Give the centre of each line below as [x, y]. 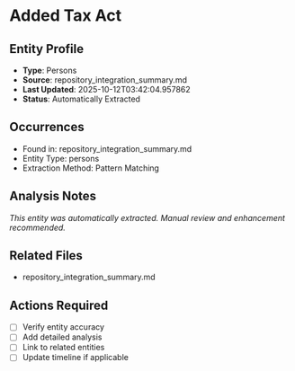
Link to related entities [63, 348]
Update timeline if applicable [75, 358]
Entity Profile [46, 49]
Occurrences [47, 127]
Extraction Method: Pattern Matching [91, 168]
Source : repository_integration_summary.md [104, 80]
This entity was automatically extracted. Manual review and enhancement [147, 217]
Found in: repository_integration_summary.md [107, 148]
